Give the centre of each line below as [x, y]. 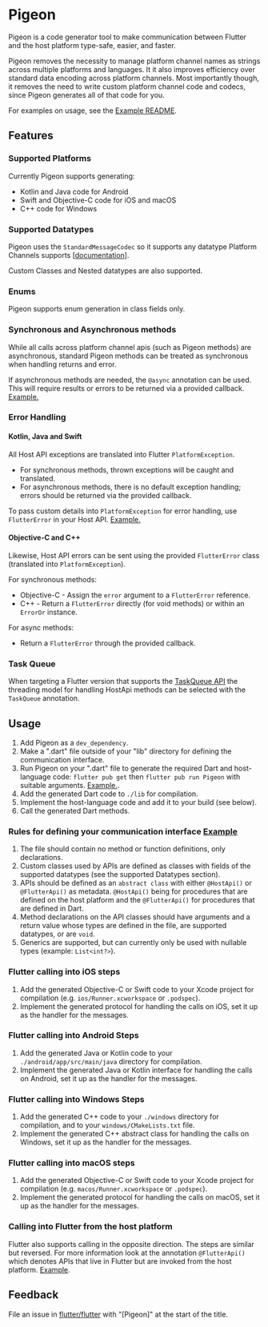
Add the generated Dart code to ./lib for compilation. [109, 794]
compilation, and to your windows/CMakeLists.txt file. [107, 1125]
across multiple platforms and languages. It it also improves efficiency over [132, 69]
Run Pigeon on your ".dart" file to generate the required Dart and [126, 768]
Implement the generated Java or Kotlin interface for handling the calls [136, 1070]
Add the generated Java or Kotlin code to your [96, 1053]
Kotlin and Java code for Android [74, 191]
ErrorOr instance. [48, 612]
